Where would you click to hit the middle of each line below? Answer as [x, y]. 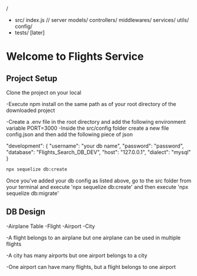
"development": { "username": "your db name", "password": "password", [95, 146]
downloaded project [30, 110]
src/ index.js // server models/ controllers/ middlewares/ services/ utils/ [102, 20]
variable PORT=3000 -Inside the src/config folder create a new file [88, 128]
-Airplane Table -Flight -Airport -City [51, 226]
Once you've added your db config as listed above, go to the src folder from [99, 181]
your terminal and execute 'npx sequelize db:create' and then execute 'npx [97, 187]
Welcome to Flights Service [75, 57]
